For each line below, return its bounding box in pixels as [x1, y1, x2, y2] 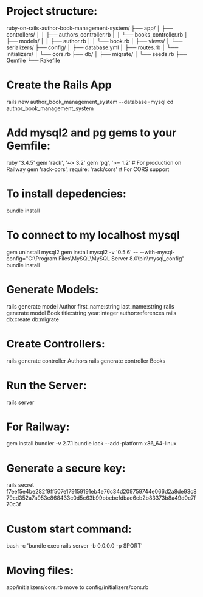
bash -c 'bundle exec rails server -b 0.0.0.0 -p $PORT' [6, 542, 143, 550]
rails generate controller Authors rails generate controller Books [6, 357, 166, 365]
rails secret [6, 481, 35, 489]
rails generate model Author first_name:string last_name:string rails [6, 302, 174, 310]
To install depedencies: [6, 187, 126, 200]
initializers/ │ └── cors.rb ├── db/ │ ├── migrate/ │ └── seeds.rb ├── [6, 50, 187, 57]
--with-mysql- [139, 248, 175, 256]
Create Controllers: [6, 337, 105, 351]
